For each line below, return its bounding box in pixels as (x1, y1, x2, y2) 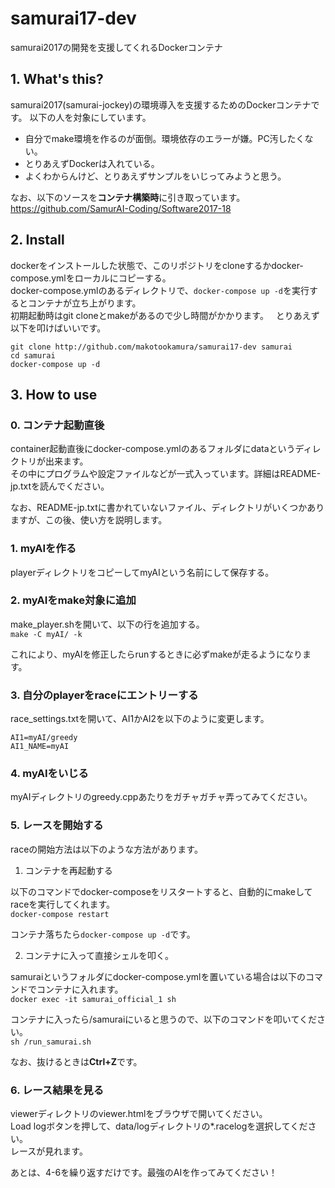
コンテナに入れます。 (36, 983, 124, 995)
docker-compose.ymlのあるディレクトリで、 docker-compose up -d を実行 (10, 284, 310, 296)
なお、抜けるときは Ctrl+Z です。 (10, 1055, 143, 1067)
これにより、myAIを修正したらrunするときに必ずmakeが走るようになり (10, 648, 303, 660)
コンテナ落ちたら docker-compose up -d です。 (10, 928, 196, 940)
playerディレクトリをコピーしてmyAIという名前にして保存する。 (10, 566, 275, 578)
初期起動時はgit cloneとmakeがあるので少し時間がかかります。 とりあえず (10, 309, 320, 321)
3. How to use (10, 386, 98, 403)
